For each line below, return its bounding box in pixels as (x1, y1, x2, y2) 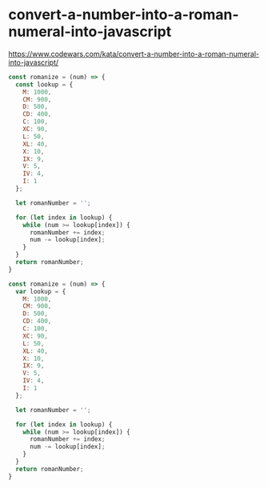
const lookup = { (15, 80, 74, 89)
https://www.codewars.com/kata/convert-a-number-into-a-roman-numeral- (8, 49, 260, 58)
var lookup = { (15, 287, 66, 295)
